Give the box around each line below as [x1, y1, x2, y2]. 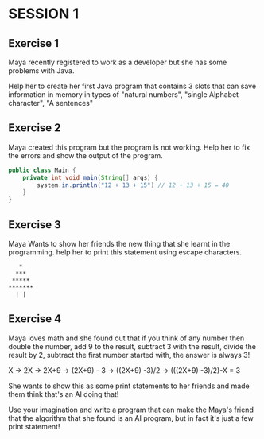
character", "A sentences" [8, 99, 94, 107]
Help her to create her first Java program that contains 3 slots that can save [8, 81, 257, 91]
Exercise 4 [8, 312, 62, 326]
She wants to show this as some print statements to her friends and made [8, 381, 250, 390]
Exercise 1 [8, 37, 60, 50]
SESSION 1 [8, 5, 80, 23]
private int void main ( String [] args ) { [22, 173, 158, 181]
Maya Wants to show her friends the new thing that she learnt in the [8, 239, 231, 248]
